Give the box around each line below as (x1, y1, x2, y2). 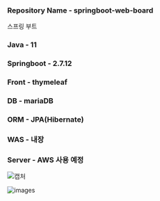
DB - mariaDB (7, 96, 54, 106)
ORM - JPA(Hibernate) (7, 114, 84, 124)
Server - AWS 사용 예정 (7, 155, 84, 165)
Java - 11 (7, 40, 37, 50)
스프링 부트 (7, 22, 38, 31)
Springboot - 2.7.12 (7, 58, 72, 68)
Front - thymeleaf (7, 77, 67, 87)
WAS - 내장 (7, 134, 44, 144)
